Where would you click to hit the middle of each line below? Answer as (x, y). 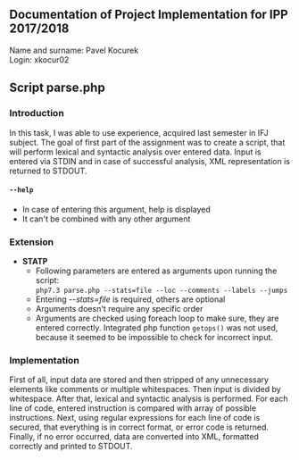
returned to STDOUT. (48, 171)
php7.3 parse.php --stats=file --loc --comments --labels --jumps (162, 290)
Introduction (37, 113)
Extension (32, 242)
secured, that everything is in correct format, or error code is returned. (139, 427)
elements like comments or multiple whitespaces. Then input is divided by (145, 389)
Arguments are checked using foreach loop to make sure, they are (157, 318)
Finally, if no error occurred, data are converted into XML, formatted (134, 437)
